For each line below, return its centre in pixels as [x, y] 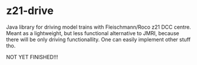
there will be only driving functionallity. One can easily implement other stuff [98, 39]
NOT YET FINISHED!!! [32, 57]
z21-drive [30, 11]
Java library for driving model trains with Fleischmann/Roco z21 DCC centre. [98, 27]
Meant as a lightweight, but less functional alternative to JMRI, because [93, 33]
